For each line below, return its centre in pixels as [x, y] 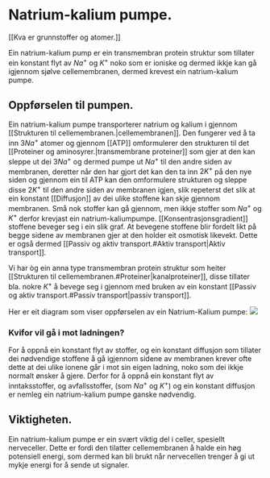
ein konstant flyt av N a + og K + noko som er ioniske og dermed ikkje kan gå [133, 62]
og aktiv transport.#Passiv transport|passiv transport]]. [100, 295]
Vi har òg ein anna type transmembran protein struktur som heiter [117, 268]
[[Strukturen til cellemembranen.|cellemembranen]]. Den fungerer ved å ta [132, 133]
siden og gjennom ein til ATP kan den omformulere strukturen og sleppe [128, 180]
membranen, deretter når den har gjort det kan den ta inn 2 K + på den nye [130, 171]
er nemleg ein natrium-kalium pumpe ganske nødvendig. [102, 394]
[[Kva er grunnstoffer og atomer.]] [64, 37]
